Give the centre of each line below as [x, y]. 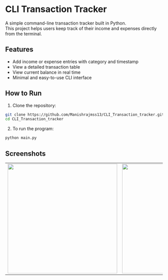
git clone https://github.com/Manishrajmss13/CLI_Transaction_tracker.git [85, 114]
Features [19, 49]
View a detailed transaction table [46, 67]
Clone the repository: [34, 105]
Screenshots [25, 154]
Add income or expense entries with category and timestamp [75, 62]
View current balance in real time [46, 72]
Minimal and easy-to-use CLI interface [52, 77]
